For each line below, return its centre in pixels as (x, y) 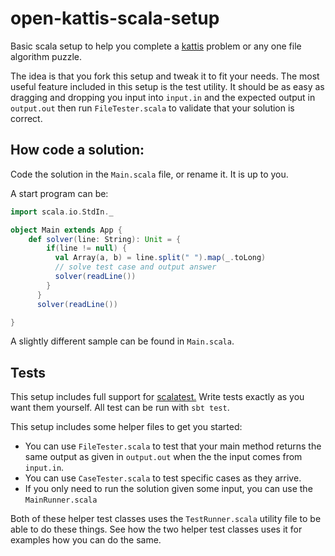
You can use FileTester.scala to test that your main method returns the (173, 446)
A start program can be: (59, 193)
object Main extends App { (66, 230)
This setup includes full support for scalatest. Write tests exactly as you (157, 397)
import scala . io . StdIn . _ (62, 212)
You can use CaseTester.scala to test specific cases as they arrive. (163, 478)
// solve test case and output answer (135, 267)
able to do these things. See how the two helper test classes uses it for (156, 529)
